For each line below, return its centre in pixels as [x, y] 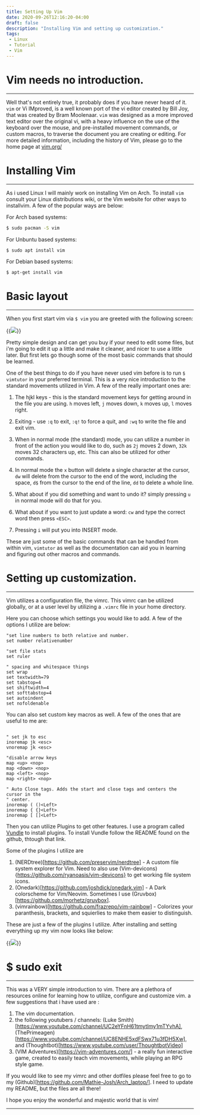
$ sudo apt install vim [36, 250]
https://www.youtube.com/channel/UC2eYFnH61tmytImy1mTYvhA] [99, 1026]
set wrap [17, 672]
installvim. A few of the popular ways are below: [65, 205]
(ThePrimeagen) [35, 1033]
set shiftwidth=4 [28, 688]
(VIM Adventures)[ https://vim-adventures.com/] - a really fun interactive [103, 1052]
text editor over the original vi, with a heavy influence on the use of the [93, 121]
